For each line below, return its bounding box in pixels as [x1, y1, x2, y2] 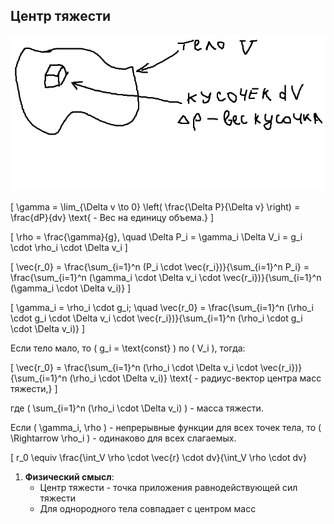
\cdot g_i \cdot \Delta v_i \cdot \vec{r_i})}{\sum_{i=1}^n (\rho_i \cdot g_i [10, 312, 303, 324]
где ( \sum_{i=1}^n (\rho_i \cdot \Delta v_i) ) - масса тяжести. [10, 402, 264, 414]
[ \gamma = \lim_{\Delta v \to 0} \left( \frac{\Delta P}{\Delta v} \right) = [10, 200, 301, 213]
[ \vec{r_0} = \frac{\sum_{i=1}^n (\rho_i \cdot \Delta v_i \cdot [10, 361, 258, 373]
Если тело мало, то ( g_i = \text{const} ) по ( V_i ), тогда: [10, 342, 246, 354]
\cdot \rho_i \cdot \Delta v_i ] [10, 241, 128, 253]
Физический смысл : [24, 470, 115, 483]
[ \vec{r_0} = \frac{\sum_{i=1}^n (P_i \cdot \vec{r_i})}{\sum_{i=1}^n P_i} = [10, 260, 310, 273]
